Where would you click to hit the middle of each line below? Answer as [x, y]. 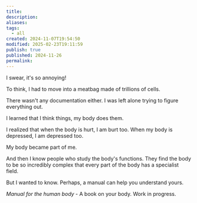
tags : [13, 28]
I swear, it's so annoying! [36, 78]
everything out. [24, 107]
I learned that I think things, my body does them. [65, 118]
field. [12, 171]
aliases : [17, 22]
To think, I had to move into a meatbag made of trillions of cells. [83, 89]
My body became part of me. [42, 147]
